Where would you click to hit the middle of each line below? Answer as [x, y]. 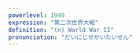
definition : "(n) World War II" [61, 30]
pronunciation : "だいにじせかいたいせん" [70, 37]
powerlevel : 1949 [37, 15]
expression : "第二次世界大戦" [53, 23]
